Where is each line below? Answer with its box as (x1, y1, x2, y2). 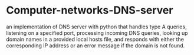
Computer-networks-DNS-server (6, 4, 173, 17)
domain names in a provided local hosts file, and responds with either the (6, 35, 185, 43)
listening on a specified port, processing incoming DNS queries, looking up (6, 29, 188, 36)
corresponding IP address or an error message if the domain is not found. (6, 42, 185, 49)
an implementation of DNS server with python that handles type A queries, (6, 23, 187, 30)
